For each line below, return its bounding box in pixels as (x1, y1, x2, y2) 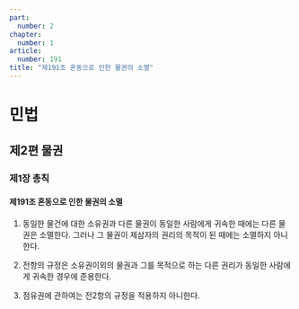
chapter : (9, 30, 42, 39)
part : (9, 13, 30, 22)
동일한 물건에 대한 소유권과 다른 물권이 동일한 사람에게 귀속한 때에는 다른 (22, 217, 277, 229)
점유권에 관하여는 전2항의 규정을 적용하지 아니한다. (22, 289, 200, 301)
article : (9, 47, 42, 56)
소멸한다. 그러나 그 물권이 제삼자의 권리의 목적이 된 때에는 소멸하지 (39, 229, 272, 240)
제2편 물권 (9, 143, 64, 158)
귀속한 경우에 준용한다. (31, 270, 112, 281)
